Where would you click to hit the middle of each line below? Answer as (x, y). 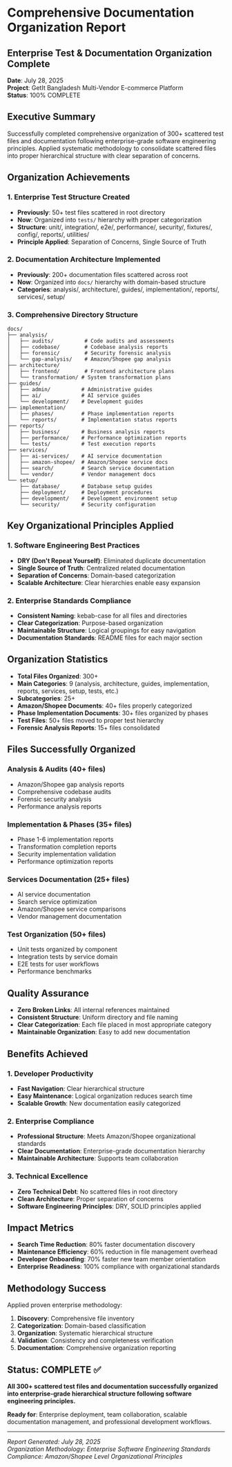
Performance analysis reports (59, 806)
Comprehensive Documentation (101, 13)
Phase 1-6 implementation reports (65, 839)
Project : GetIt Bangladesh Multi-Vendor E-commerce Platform (95, 88)
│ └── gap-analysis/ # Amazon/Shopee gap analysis (89, 359)
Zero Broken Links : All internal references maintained (93, 1010)
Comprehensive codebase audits (64, 791)
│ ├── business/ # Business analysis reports (86, 432)
